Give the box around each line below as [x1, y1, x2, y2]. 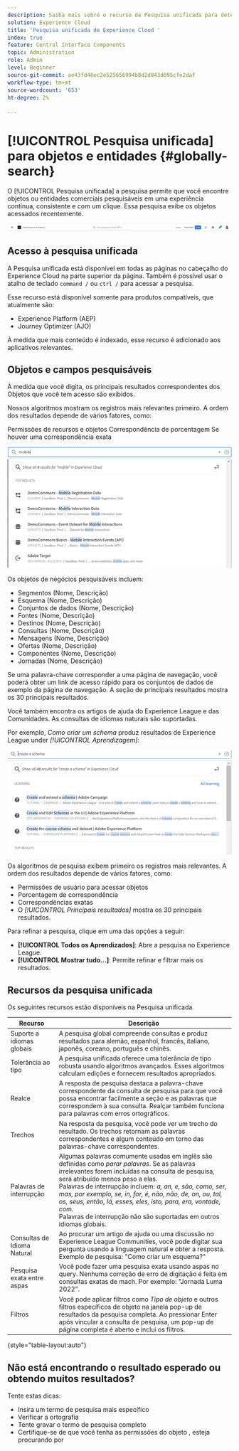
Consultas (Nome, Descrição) [17, 626, 105, 634]
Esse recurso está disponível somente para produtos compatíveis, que [7, 292, 214, 302]
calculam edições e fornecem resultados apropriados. [58, 1069, 217, 1078]
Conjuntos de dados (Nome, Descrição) [17, 603, 134, 612]
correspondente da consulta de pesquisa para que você [58, 1087, 223, 1095]
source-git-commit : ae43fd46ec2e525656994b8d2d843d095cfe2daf [7, 71, 196, 78]
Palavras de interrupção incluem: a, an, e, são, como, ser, [58, 1181, 227, 1191]
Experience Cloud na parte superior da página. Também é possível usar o [7, 271, 223, 280]
